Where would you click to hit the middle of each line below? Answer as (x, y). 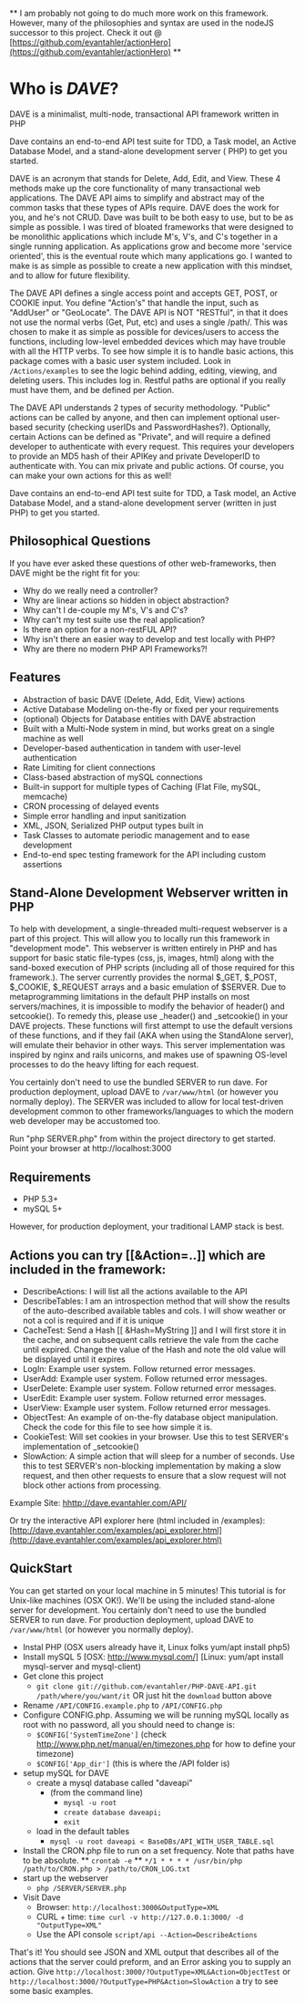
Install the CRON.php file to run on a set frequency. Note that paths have (158, 1850)
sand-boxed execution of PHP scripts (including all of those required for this (152, 968)
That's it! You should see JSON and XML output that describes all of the (144, 1952)
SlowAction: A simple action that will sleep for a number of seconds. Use (159, 1456)
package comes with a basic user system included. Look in (120, 360)
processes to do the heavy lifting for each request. (104, 1065)
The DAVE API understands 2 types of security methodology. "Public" (140, 407)
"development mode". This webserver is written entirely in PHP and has (143, 949)
